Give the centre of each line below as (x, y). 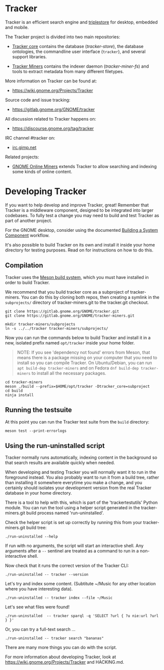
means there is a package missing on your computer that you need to (87, 357)
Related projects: (22, 157)
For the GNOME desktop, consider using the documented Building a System (82, 230)
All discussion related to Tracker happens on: (51, 119)
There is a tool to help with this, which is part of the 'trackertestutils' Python (82, 502)
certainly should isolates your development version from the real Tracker (78, 488)
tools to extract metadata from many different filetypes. (68, 71)
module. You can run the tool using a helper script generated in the (73, 508)
